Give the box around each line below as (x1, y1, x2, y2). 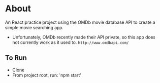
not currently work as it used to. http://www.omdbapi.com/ (12, 39, 129, 45)
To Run (5, 54, 27, 62)
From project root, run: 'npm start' (12, 72, 81, 78)
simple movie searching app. (5, 24, 64, 30)
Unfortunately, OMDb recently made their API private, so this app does (12, 34, 156, 40)
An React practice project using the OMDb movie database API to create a (5, 19, 156, 25)
